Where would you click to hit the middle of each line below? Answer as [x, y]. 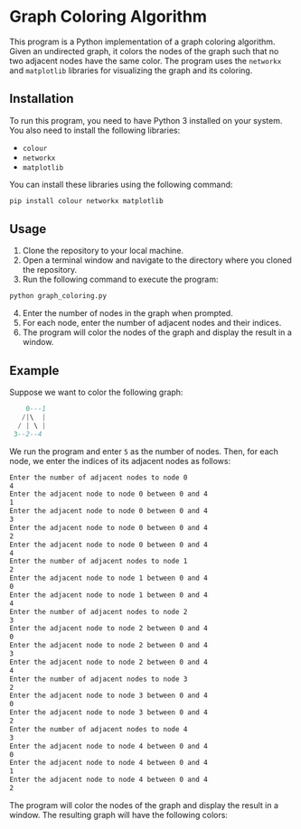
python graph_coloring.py [58, 296]
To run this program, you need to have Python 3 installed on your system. [146, 120]
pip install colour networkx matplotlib [87, 200]
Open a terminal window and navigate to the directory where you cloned [157, 260]
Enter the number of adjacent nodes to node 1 [99, 562]
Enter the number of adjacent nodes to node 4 [99, 729]
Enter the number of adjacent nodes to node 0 [99, 477]
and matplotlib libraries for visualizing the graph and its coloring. [131, 70]
